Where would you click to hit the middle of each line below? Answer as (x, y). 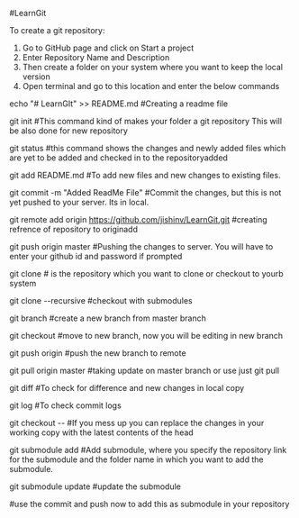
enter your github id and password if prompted (96, 256)
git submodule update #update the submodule (95, 486)
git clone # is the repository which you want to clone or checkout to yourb (146, 273)
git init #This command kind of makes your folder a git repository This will (145, 121)
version (36, 77)
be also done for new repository (69, 131)
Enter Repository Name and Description (96, 57)
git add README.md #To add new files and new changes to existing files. (145, 175)
